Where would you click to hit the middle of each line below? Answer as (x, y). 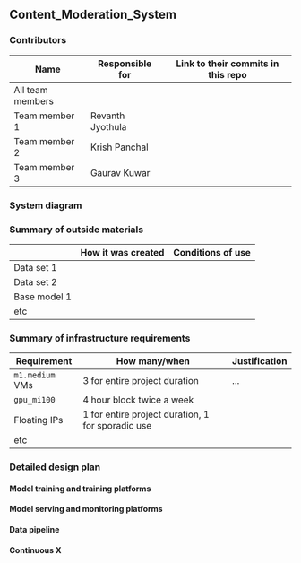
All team (31, 90)
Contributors (38, 40)
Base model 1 (43, 297)
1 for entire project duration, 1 (146, 414)
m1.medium (34, 375)
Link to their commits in (228, 64)
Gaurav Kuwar (120, 172)
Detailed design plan (55, 467)
